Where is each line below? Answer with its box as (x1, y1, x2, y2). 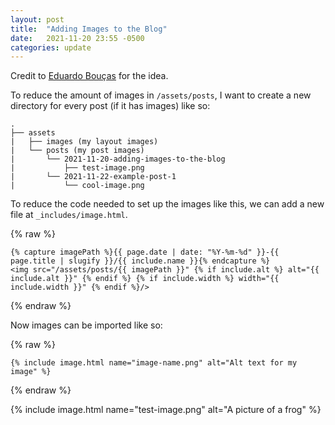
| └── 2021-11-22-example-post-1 (10, 172, 177, 182)
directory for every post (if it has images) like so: (10, 100, 211, 112)
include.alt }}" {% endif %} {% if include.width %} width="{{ (10, 274, 280, 284)
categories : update (10, 42, 92, 53)
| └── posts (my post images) (10, 146, 145, 156)
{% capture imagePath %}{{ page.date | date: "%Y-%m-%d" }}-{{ (10, 247, 280, 258)
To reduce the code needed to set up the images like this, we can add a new (10, 198, 325, 210)
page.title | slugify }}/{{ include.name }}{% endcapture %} (10, 256, 271, 266)
